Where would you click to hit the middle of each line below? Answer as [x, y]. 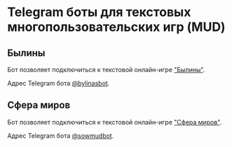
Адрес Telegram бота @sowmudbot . [61, 135]
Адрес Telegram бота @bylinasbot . [59, 83]
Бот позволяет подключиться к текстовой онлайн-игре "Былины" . [106, 70]
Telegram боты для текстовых [99, 12]
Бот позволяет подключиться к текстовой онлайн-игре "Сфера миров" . [115, 122]
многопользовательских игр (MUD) [116, 27]
